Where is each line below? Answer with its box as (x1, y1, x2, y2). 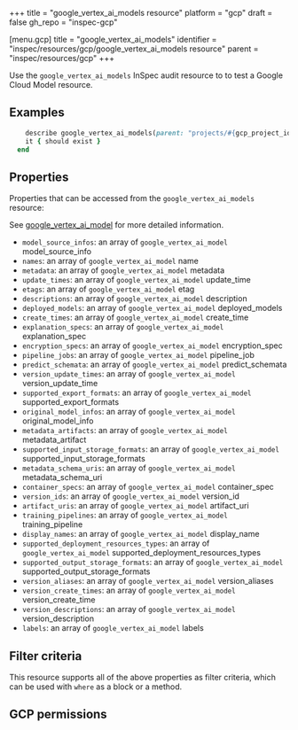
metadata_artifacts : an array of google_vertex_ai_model (21, 425, 228, 436)
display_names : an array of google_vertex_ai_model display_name (21, 529, 260, 540)
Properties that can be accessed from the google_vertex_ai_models (9, 193, 255, 204)
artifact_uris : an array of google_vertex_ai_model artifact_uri (21, 501, 250, 511)
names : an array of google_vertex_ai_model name (21, 256, 200, 267)
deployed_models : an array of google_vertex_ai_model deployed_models (21, 303, 283, 314)
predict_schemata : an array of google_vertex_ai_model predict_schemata (21, 359, 287, 370)
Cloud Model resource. (9, 80, 93, 89)
